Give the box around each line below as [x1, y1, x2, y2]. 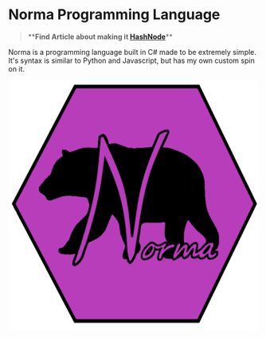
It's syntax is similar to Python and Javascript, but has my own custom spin [8, 56, 255, 65]
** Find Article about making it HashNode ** [27, 32, 173, 41]
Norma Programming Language [8, 6, 221, 24]
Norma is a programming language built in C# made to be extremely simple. [8, 47, 257, 56]
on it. [8, 64, 25, 73]
